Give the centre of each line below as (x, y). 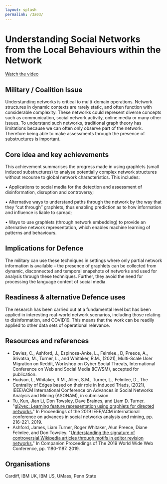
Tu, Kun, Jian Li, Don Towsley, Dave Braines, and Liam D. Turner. (79, 401)
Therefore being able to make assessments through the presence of (75, 134)
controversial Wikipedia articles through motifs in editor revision (78, 438)
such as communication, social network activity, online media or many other (83, 118)
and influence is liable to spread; (39, 213)
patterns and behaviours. (31, 233)
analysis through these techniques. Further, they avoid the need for (74, 276)
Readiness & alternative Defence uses (65, 297)
